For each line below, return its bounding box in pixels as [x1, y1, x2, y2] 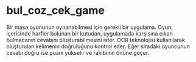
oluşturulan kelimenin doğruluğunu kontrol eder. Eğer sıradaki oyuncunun [6, 43, 191, 50]
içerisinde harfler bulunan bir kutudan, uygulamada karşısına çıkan [6, 29, 173, 37]
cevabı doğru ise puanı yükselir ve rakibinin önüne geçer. [6, 49, 150, 56]
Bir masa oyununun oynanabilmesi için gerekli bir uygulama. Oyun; [6, 23, 173, 31]
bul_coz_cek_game [6, 4, 105, 17]
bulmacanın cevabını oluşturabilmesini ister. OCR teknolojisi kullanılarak [6, 36, 186, 43]
